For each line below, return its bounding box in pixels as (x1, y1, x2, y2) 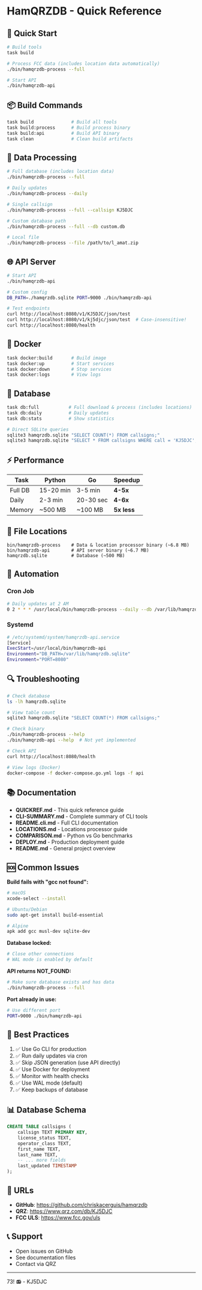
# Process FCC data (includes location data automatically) (7, 60, 161, 67)
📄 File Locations (7, 526, 68, 537)
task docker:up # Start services (7, 360, 114, 367)
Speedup (113, 476, 140, 484)
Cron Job (7, 587, 35, 596)
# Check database (7, 693, 50, 699)
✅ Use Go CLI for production (15, 1045, 86, 1053)
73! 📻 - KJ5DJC (7, 1278, 47, 1285)
